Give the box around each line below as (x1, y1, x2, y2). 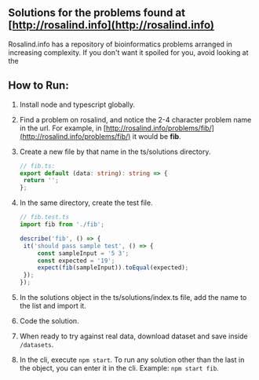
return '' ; (23, 177, 59, 185)
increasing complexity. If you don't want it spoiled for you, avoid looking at (8, 47, 249, 57)
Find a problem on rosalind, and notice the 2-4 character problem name (19, 115, 252, 124)
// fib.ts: (19, 162, 56, 170)
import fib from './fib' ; (19, 221, 104, 228)
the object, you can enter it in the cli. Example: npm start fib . (19, 364, 220, 372)
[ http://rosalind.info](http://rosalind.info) (8, 19, 214, 32)
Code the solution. (19, 316, 80, 325)
